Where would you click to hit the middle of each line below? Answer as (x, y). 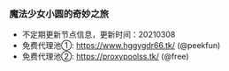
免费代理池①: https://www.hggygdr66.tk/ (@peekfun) (121, 46)
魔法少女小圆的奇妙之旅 (59, 13)
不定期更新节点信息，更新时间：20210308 (99, 35)
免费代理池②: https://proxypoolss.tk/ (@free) (105, 57)
